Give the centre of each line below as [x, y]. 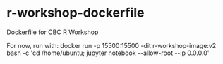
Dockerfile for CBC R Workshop [53, 32]
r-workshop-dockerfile [76, 13]
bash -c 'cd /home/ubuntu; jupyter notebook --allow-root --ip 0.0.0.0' [108, 53]
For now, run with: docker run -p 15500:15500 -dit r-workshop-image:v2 [111, 45]
